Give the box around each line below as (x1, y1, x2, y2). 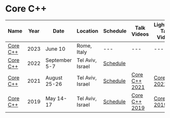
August (45, 74, 63, 81)
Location (76, 27, 99, 34)
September (45, 56, 72, 63)
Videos (131, 31, 149, 38)
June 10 (45, 45, 66, 52)
